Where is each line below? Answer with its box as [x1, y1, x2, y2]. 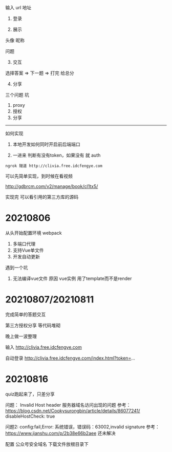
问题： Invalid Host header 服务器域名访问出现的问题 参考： [5, 402, 131, 408]
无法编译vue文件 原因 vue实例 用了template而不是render [12, 275, 132, 281]
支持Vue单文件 [12, 247, 44, 253]
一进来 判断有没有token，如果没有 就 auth [12, 152, 101, 158]
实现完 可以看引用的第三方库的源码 [5, 194, 78, 200]
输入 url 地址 [5, 5, 32, 10]
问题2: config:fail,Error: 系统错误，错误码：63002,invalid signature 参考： [5, 423, 160, 430]
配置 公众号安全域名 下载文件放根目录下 [5, 441, 89, 447]
